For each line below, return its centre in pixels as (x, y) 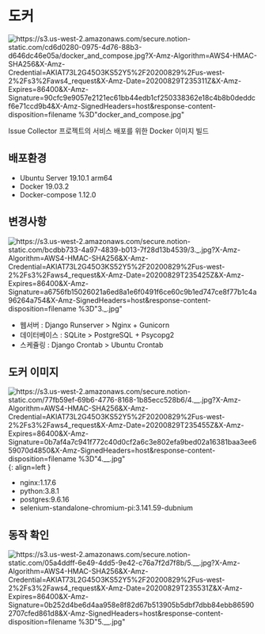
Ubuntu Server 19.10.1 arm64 (66, 178)
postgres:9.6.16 (44, 499)
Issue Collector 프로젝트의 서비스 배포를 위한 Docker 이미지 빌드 (109, 131)
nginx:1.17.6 (38, 483)
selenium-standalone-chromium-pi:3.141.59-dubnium (106, 508)
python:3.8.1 (39, 491)
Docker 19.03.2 (44, 186)
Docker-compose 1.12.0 (58, 194)
